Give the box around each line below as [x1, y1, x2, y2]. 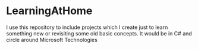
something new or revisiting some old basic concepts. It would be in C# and [6, 30, 192, 37]
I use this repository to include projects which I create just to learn [6, 24, 168, 31]
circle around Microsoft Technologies [6, 36, 98, 43]
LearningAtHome [6, 4, 93, 18]
